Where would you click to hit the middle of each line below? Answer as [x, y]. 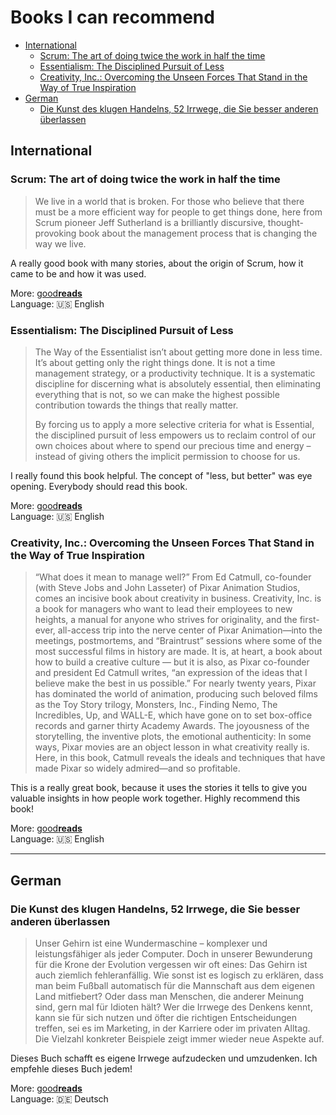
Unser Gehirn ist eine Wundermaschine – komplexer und [151, 943]
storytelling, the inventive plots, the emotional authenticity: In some [173, 737]
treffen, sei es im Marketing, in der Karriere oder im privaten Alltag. [172, 1028]
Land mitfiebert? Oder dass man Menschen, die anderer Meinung [169, 996]
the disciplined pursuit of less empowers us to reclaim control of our [175, 435]
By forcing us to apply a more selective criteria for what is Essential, [174, 424]
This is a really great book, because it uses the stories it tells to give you [159, 788]
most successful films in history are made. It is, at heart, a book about [178, 652]
